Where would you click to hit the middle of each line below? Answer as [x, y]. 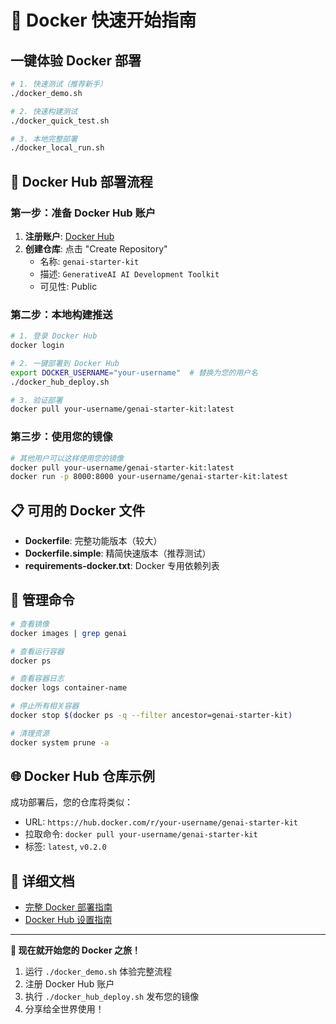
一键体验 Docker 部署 [76, 60]
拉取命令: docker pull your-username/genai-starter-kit [141, 834]
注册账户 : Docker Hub [69, 236]
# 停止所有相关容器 [45, 706]
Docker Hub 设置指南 [68, 920]
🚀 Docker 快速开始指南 [103, 20]
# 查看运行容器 [37, 651]
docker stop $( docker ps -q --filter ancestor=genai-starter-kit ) [151, 716]
